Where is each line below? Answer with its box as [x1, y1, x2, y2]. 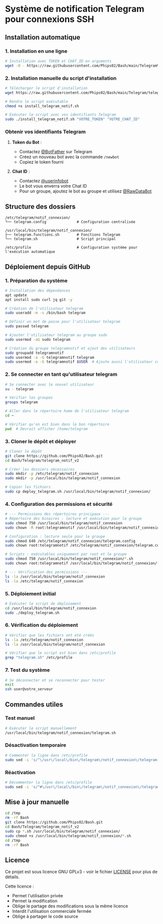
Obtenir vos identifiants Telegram [5, 128, 86, 135]
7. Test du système [5, 667, 50, 674]
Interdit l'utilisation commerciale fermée [12, 908, 92, 914]
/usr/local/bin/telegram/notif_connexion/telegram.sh [5, 730, 116, 735]
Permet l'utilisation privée [12, 893, 63, 899]
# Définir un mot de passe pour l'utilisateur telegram [5, 320, 120, 324]
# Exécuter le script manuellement [5, 726, 77, 730]
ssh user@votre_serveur [5, 687, 53, 692]
